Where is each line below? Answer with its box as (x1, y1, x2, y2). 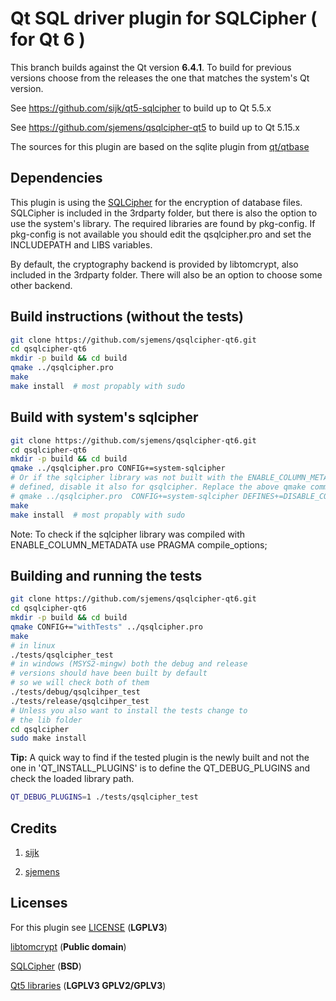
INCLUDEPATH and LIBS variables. (10, 238, 153, 251)
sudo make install (10, 733, 87, 744)
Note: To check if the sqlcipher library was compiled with (10, 528, 246, 540)
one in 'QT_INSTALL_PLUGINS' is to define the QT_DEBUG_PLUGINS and (10, 762, 311, 774)
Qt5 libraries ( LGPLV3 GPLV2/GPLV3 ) (10, 979, 167, 991)
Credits (10, 820, 58, 837)
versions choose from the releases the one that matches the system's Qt (10, 72, 310, 84)
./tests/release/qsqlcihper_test (10, 696, 150, 706)
